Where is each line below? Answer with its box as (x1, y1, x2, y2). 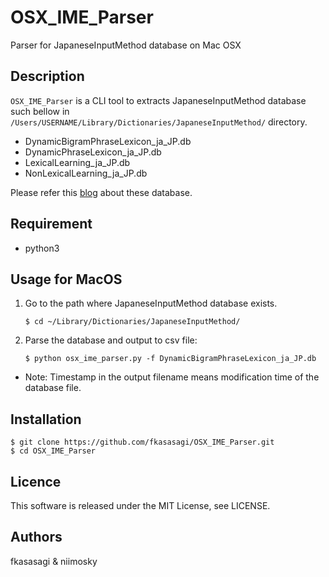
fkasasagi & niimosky (10, 555, 98, 567)
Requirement (10, 216, 93, 233)
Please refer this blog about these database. (10, 186, 193, 198)
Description (10, 68, 85, 85)
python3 (24, 242, 60, 254)
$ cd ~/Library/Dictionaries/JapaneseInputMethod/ (24, 317, 241, 327)
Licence (10, 473, 62, 490)
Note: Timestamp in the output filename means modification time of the (24, 371, 320, 383)
